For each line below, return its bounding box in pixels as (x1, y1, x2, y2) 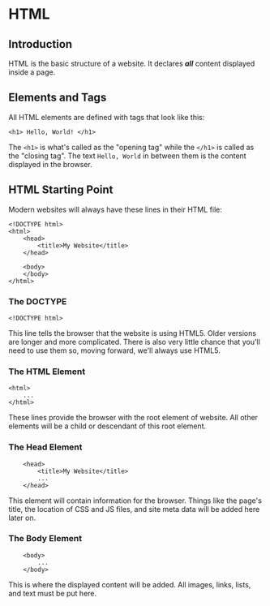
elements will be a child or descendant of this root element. (8, 421, 207, 431)
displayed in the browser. (8, 159, 92, 169)
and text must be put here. (8, 588, 97, 598)
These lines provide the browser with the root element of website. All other (8, 413, 258, 423)
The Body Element (8, 533, 83, 544)
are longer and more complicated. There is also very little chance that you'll (8, 337, 261, 346)
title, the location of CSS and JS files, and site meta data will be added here (8, 504, 260, 514)
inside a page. (8, 67, 56, 77)
